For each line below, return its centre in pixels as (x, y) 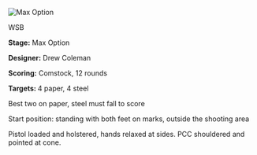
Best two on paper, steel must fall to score (77, 103)
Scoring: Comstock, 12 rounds (58, 73)
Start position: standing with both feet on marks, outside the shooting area (129, 119)
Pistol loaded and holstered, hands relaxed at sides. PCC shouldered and (127, 134)
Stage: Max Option (39, 42)
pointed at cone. (35, 142)
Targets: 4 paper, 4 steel (48, 88)
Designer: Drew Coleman (50, 58)
